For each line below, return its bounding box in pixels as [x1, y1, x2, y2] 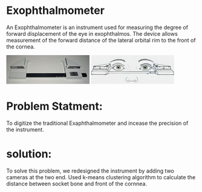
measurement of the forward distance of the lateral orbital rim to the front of [6, 36, 196, 44]
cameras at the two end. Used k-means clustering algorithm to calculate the [6, 173, 196, 180]
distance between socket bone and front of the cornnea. [6, 180, 147, 187]
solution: [6, 147, 52, 161]
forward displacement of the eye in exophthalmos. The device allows [6, 30, 178, 37]
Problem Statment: [6, 99, 103, 113]
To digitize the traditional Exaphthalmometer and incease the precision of [6, 119, 189, 127]
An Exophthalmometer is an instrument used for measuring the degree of [6, 24, 189, 31]
